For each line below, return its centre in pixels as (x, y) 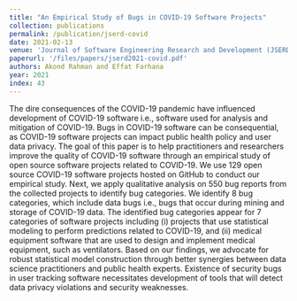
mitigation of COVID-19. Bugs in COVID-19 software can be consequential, (144, 127)
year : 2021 (29, 75)
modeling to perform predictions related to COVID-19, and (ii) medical (136, 230)
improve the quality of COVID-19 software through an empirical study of (140, 155)
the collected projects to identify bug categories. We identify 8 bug (131, 193)
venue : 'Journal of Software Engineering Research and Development (136, 50)
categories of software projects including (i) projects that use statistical (139, 221)
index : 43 (27, 83)
